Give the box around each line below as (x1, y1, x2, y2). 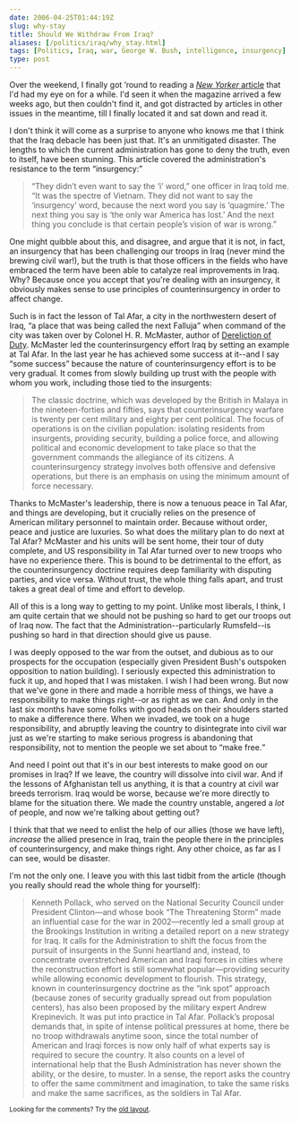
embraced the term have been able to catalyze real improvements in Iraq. (9, 265, 280, 275)
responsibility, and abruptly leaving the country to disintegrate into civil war (9, 723, 287, 733)
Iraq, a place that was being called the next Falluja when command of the (9, 320, 287, 331)
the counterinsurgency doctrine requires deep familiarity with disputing (9, 565, 272, 574)
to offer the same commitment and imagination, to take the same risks (30, 1078, 289, 1089)
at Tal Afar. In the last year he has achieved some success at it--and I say (9, 349, 279, 359)
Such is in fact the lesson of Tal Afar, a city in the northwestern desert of (9, 311, 277, 321)
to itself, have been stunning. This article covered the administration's (9, 154, 267, 164)
